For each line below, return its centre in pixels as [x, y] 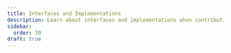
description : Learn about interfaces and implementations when [100, 20]
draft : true [24, 39]
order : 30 [27, 33]
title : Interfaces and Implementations [64, 13]
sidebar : [20, 26]
